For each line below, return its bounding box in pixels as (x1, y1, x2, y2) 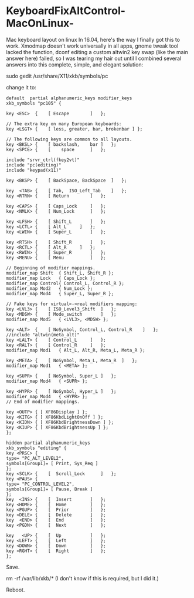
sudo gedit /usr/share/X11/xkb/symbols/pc (6, 72, 108, 79)
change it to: (6, 83, 36, 91)
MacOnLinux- (6, 16, 74, 30)
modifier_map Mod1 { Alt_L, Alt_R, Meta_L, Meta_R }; (6, 347, 145, 353)
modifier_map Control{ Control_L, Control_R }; (6, 280, 125, 286)
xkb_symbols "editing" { (6, 445, 67, 451)
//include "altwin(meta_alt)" (6, 332, 80, 338)
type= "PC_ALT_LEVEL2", (6, 455, 64, 461)
